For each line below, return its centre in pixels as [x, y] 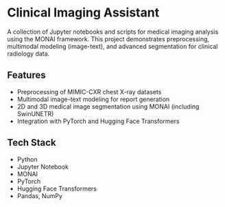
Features [26, 75]
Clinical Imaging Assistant [83, 13]
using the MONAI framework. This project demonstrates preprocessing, [108, 39]
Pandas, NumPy [40, 196]
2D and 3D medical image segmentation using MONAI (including [108, 106]
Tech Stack [32, 143]
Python [27, 159]
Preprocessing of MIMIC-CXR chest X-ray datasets [89, 91]
